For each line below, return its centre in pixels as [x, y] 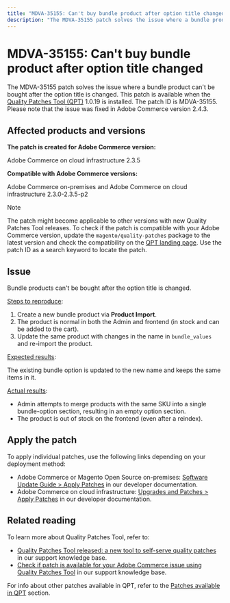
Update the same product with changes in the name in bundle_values [114, 336]
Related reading [42, 520]
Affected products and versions [76, 131]
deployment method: [37, 464]
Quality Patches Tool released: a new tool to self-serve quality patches [117, 550]
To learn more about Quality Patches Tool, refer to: [78, 537]
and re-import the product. [55, 344]
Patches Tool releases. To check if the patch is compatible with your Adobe [114, 228]
